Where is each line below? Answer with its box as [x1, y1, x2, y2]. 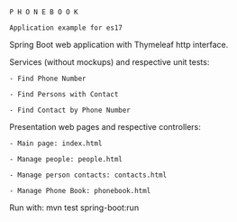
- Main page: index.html [9, 139, 103, 148]
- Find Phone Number [9, 74, 87, 83]
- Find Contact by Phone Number [9, 106, 131, 115]
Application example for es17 [9, 23, 123, 32]
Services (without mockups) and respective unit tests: [9, 57, 210, 67]
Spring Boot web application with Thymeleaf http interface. [9, 40, 229, 50]
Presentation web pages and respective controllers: [9, 122, 201, 132]
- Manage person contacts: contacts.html [9, 171, 168, 180]
